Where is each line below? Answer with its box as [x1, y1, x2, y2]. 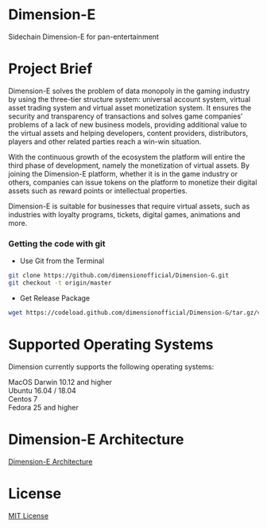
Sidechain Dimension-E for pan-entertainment [8, 32, 159, 41]
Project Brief [8, 60, 93, 78]
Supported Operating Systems [8, 336, 214, 353]
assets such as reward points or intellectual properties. [8, 185, 188, 196]
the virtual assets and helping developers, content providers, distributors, [8, 128, 249, 138]
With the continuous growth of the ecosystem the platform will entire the [8, 152, 246, 161]
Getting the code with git [8, 238, 106, 249]
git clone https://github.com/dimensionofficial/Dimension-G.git [8, 272, 229, 280]
